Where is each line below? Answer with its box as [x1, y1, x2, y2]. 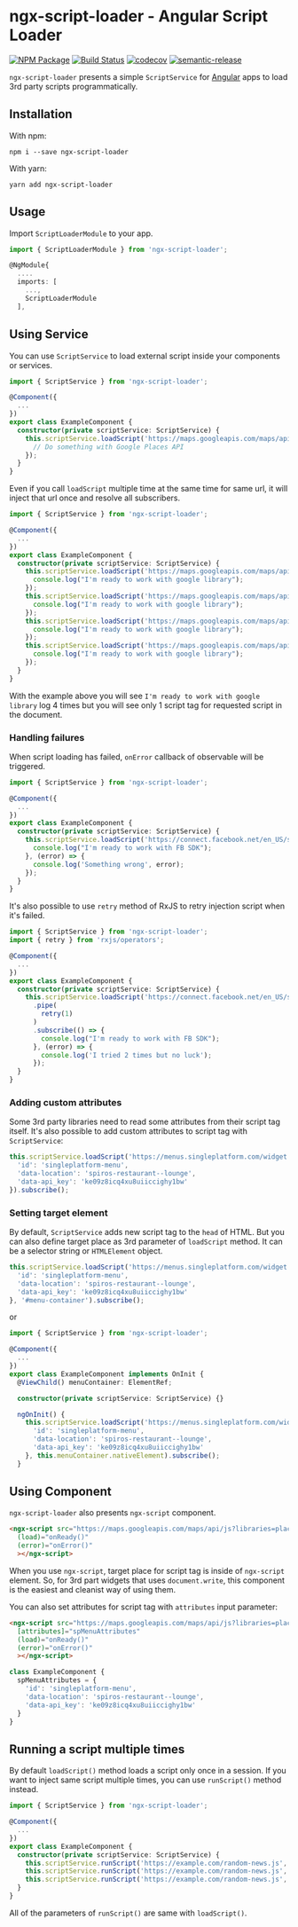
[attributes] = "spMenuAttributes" [17, 1626, 141, 1636]
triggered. [9, 760, 46, 771]
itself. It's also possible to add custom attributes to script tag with [9, 1126, 248, 1137]
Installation [9, 106, 73, 122]
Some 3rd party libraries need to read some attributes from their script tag [9, 1116, 281, 1128]
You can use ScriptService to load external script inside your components [9, 350, 281, 361]
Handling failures [9, 731, 85, 743]
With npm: [9, 130, 47, 141]
